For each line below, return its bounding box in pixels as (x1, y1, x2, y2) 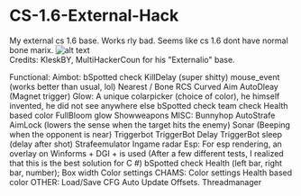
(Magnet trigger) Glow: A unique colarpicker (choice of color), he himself (9, 91, 280, 102)
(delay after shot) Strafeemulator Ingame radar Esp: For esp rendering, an (9, 138, 282, 149)
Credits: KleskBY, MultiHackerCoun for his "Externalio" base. (9, 54, 236, 65)
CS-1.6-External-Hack (9, 5, 179, 26)
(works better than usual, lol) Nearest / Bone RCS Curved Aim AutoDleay (9, 81, 279, 92)
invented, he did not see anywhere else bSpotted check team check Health (9, 100, 288, 111)
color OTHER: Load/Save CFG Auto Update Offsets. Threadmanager (9, 176, 262, 187)
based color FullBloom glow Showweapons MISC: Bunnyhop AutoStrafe (9, 110, 276, 120)
